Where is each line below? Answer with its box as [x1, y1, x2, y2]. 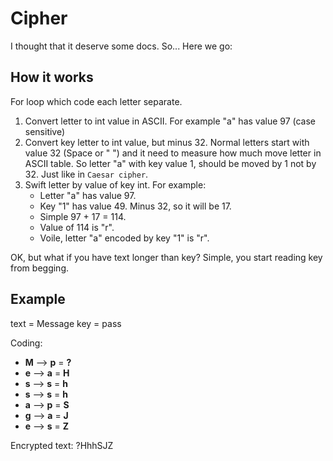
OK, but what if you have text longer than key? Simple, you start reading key [10, 251, 323, 263]
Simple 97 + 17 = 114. [39, 210, 127, 222]
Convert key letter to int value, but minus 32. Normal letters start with [24, 136, 310, 148]
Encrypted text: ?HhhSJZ [10, 439, 114, 451]
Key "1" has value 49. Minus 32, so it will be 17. [39, 200, 232, 212]
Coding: [10, 337, 43, 349]
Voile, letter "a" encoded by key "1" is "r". [39, 232, 210, 244]
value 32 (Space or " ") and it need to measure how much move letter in [24, 147, 322, 159]
